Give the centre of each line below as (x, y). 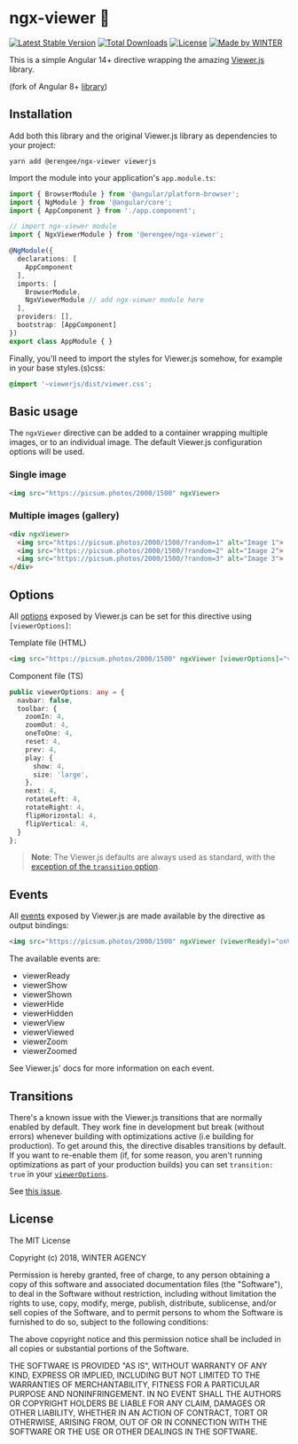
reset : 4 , (43, 742)
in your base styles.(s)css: (57, 368)
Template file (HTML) (48, 643)
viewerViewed (48, 1033)
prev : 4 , (41, 749)
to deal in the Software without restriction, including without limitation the (143, 1293)
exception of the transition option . (95, 867)
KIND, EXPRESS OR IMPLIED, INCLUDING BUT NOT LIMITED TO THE (135, 1375)
